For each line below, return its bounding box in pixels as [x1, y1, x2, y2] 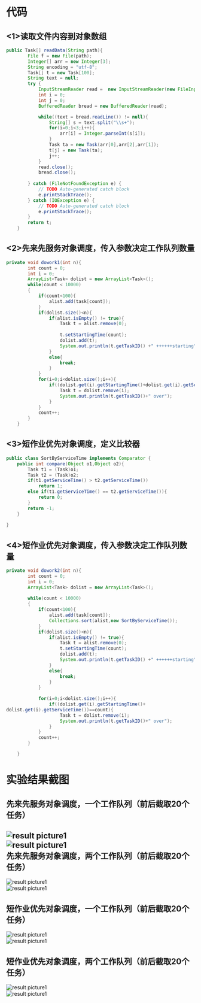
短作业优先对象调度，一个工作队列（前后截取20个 [6, 904, 190, 914]
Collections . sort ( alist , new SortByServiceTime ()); [48, 617, 178, 623]
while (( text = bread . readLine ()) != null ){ [38, 114, 148, 120]
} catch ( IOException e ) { [28, 197, 95, 204]
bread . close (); [38, 169, 77, 175]
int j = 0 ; [38, 97, 66, 104]
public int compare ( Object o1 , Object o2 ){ [17, 460, 124, 467]
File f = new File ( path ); [28, 53, 93, 59]
